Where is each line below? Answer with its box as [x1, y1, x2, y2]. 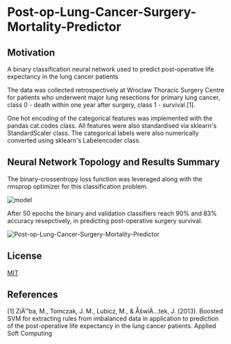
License [7, 250, 42, 262]
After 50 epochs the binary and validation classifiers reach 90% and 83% [7, 209, 217, 218]
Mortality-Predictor [7, 19, 121, 35]
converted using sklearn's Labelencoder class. [7, 136, 141, 145]
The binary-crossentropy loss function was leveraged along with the [7, 174, 203, 183]
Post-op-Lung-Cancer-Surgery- [7, 4, 196, 20]
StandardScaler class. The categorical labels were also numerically [7, 129, 199, 137]
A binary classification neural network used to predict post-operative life [7, 65, 214, 73]
